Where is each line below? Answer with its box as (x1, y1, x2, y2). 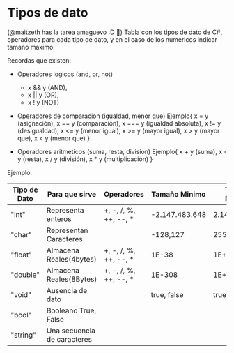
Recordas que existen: (7, 56, 72, 64)
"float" (10, 250, 33, 260)
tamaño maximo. (7, 43, 56, 51)
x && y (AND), (27, 83, 68, 91)
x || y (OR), (27, 91, 59, 99)
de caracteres (46, 334, 93, 344)
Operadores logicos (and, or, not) (17, 70, 114, 78)
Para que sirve (47, 189, 97, 199)
